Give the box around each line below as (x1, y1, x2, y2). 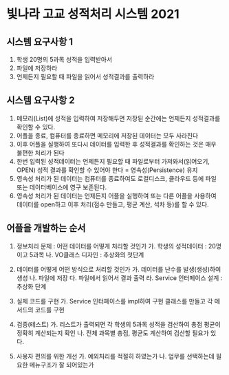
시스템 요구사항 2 (6, 94, 75, 107)
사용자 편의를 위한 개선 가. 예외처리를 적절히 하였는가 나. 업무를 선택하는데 (16, 352, 215, 360)
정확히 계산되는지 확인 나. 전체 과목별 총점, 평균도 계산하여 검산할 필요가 (16, 328, 209, 337)
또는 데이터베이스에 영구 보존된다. (16, 183, 107, 191)
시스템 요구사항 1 (6, 36, 74, 47)
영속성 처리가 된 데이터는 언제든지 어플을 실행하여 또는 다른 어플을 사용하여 (16, 191, 217, 200)
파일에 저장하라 (16, 64, 58, 72)
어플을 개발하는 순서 (6, 222, 86, 234)
